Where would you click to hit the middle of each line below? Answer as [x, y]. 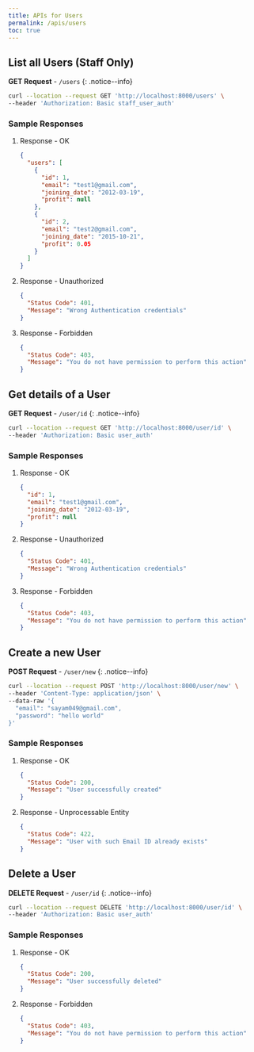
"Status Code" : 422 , [61, 834]
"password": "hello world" [60, 715]
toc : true [25, 30]
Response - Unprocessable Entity [74, 813]
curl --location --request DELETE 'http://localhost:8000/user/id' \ [125, 907]
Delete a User [42, 874]
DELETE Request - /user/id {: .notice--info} [80, 893]
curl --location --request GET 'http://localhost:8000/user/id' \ [120, 428]
